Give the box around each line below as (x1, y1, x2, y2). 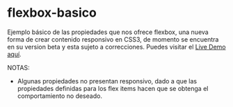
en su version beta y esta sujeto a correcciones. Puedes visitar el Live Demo (7, 42, 226, 51)
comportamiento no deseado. (17, 92, 103, 100)
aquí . (7, 50, 22, 58)
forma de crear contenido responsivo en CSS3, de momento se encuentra (7, 35, 219, 43)
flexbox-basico (7, 5, 97, 21)
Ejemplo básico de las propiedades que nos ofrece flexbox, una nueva (7, 28, 209, 36)
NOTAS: (7, 63, 30, 72)
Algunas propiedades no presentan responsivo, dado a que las (17, 76, 198, 85)
